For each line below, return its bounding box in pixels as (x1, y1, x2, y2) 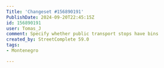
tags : (6, 42, 20, 48)
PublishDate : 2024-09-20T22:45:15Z (6, 14, 95, 20)
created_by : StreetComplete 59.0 (6, 36, 89, 42)
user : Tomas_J (6, 25, 42, 32)
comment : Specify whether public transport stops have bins (6, 31, 159, 37)
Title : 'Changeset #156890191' (6, 8, 84, 15)
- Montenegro (6, 48, 39, 54)
